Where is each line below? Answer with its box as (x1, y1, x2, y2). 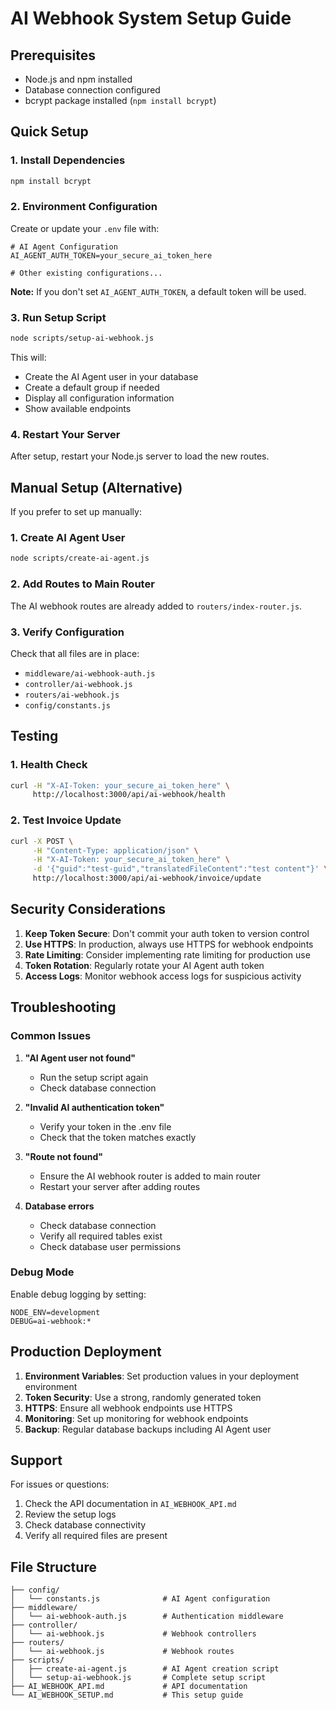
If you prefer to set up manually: (10, 506, 142, 518)
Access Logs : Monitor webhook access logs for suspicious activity (24, 970, 302, 982)
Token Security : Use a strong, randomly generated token (24, 1391, 262, 1403)
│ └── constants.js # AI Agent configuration (10, 1594, 271, 1604)
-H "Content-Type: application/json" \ (32, 845, 199, 856)
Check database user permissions (39, 1240, 182, 1252)
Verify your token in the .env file (39, 1120, 172, 1132)
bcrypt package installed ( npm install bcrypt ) (24, 95, 217, 106)
